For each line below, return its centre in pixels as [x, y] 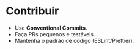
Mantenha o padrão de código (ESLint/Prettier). [74, 40]
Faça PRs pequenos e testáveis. [55, 34]
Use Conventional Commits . [51, 28]
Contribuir [32, 11]
